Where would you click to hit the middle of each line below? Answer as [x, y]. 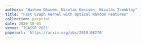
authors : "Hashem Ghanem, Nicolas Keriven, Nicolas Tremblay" [71, 10]
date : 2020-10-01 [23, 23]
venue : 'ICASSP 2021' [28, 28]
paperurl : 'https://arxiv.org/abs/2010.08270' [54, 33]
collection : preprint [28, 19]
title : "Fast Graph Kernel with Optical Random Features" [67, 14]
